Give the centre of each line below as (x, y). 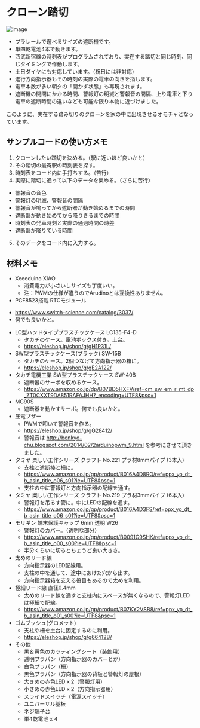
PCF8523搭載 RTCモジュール (50, 300)
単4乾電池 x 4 (41, 718)
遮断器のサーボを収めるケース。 (63, 382)
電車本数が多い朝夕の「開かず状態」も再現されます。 (80, 86)
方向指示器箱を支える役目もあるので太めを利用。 (84, 580)
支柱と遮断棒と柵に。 (50, 467)
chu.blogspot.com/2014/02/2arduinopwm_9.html (84, 445)
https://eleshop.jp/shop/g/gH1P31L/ (67, 346)
